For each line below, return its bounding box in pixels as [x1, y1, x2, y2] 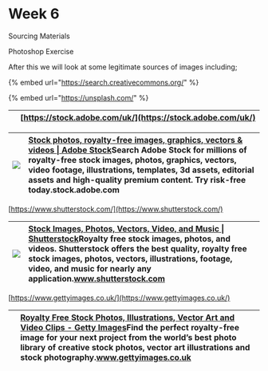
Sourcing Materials [8, 31, 70, 41]
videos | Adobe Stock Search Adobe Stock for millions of [28, 144, 247, 156]
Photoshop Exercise [8, 46, 74, 56]
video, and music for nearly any [28, 262, 152, 274]
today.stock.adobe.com [28, 184, 120, 195]
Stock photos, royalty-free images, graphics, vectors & [28, 134, 243, 145]
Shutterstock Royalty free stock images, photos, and [28, 233, 231, 244]
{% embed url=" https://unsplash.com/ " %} [8, 93, 149, 102]
